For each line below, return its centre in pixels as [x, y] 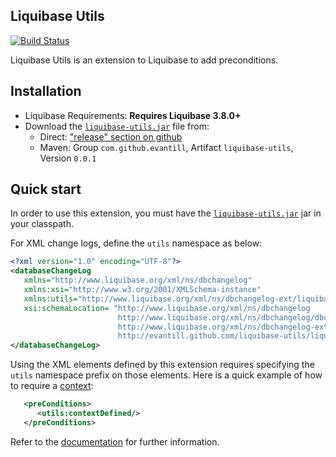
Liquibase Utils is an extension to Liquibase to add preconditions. [144, 60]
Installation [46, 91]
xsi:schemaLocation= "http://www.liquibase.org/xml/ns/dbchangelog [167, 308]
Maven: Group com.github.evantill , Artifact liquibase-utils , [166, 147]
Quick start [46, 189]
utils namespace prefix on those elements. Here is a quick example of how [166, 375]
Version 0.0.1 [68, 158]
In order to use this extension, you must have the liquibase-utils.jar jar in [166, 213]
